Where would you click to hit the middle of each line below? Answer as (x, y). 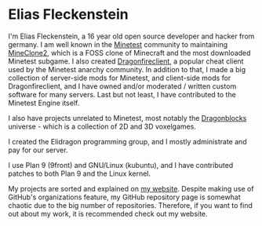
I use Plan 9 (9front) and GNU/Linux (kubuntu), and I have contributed (121, 165)
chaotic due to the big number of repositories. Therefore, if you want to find (131, 205)
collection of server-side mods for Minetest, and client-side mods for (120, 78)
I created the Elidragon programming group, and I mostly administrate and (127, 141)
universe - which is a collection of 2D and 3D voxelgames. (102, 126)
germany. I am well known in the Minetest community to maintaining (118, 44)
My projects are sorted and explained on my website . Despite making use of (131, 188)
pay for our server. (38, 150)
